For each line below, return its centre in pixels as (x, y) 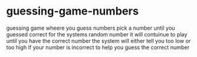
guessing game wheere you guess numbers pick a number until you (91, 28)
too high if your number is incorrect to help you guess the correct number (98, 47)
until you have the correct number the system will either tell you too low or (99, 41)
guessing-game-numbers (73, 11)
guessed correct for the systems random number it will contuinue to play (97, 34)
